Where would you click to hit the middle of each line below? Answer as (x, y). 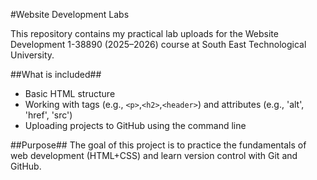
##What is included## (56, 74)
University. (32, 55)
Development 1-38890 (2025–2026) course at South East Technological (158, 44)
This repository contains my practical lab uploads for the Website (144, 33)
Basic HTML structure (70, 93)
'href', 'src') (48, 115)
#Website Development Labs (70, 14)
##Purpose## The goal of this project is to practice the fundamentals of (158, 145)
